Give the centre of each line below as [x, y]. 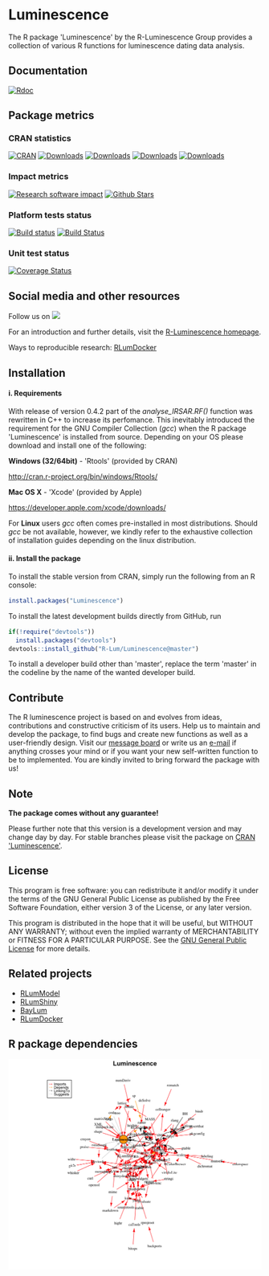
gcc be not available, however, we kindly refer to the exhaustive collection [130, 531]
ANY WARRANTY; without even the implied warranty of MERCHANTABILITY [134, 931]
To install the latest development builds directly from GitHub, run [115, 616]
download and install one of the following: [77, 445]
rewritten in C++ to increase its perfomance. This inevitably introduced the [132, 419]
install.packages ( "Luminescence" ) [66, 600]
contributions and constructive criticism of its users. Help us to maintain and [134, 726]
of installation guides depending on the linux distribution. [102, 540]
